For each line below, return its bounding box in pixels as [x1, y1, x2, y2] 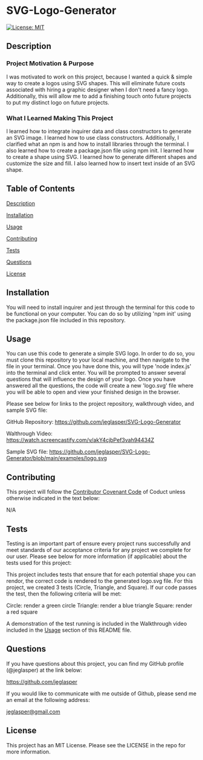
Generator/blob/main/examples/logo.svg [6, 455, 108, 462]
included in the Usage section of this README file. [6, 626, 132, 634]
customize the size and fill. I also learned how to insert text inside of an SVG [6, 160, 195, 167]
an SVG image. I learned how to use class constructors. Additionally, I [6, 134, 179, 141]
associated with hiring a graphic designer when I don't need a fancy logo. [6, 86, 189, 93]
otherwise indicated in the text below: [6, 495, 100, 502]
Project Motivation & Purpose [6, 59, 94, 68]
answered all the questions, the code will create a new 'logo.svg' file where [6, 382, 194, 389]
